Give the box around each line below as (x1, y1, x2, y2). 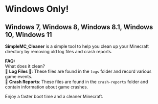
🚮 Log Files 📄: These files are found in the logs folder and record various (5, 68, 152, 74)
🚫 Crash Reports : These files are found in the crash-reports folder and (5, 79, 148, 84)
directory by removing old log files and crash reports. (5, 49, 113, 54)
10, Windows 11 (5, 30, 52, 39)
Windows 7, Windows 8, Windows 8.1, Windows (5, 23, 153, 31)
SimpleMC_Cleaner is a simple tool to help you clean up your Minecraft (5, 43, 149, 49)
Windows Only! (5, 3, 69, 15)
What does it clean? (5, 63, 45, 69)
